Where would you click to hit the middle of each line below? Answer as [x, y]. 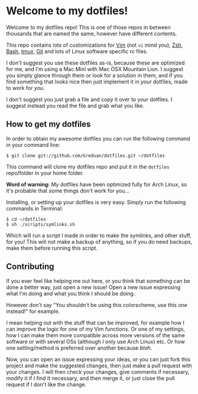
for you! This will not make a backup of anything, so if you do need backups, [99, 241]
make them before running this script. [52, 248]
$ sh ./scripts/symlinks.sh [41, 224]
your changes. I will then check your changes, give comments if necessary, [98, 372]
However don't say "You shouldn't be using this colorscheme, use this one [97, 305]
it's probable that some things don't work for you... [68, 190]
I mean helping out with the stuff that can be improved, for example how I [95, 322]
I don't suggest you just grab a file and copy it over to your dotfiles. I [89, 99]
